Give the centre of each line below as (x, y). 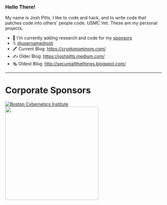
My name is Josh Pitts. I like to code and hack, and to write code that (76, 18)
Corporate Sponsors (48, 90)
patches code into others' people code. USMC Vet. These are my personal (81, 23)
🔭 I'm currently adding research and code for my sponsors (72, 38)
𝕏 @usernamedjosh (33, 43)
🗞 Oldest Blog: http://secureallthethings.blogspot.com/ (69, 64)
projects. (14, 28)
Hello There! (20, 7)
